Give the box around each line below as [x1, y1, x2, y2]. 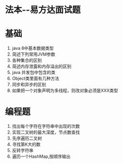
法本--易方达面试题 [5, 4, 81, 15]
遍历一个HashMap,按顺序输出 [12, 153, 71, 160]
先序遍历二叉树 [12, 135, 42, 141]
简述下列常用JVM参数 [12, 51, 55, 57]
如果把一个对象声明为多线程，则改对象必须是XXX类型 [12, 88, 118, 93]
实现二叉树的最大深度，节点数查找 [12, 129, 80, 135]
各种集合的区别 [12, 58, 42, 63]
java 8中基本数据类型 [12, 45, 54, 51]
